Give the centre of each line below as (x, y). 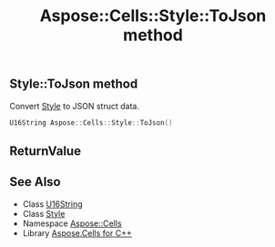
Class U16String (53, 204)
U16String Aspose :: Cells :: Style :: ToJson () (91, 123)
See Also (35, 182)
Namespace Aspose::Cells (72, 223)
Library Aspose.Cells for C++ (77, 232)
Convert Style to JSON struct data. (74, 106)
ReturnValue (46, 151)
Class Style (44, 213)
